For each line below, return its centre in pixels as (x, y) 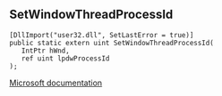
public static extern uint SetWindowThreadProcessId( (112, 43)
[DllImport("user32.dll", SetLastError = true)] (102, 35)
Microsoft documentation (56, 83)
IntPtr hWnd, (45, 51)
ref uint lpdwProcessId (65, 58)
